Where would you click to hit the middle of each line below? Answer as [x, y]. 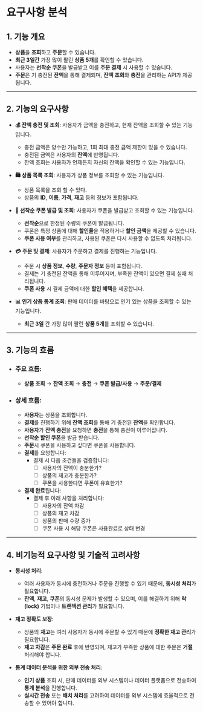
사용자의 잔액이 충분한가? [72, 468]
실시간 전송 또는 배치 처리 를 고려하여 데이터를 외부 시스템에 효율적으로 [106, 696]
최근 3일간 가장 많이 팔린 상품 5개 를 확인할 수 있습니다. [79, 60]
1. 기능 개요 [26, 37]
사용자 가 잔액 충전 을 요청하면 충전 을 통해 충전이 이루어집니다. [96, 429]
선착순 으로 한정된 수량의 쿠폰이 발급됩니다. [74, 223]
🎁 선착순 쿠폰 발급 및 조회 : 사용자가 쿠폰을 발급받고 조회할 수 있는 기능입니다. [105, 210]
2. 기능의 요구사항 [37, 109]
